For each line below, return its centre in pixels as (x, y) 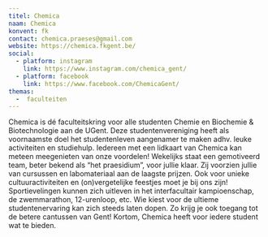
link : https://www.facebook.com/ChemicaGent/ (102, 84)
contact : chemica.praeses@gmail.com (70, 39)
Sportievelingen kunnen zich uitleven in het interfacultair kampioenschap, (131, 191)
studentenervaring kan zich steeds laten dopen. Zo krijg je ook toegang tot (133, 209)
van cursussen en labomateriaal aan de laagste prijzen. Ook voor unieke (129, 174)
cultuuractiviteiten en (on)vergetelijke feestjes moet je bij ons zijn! (119, 183)
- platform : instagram (54, 62)
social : (22, 54)
